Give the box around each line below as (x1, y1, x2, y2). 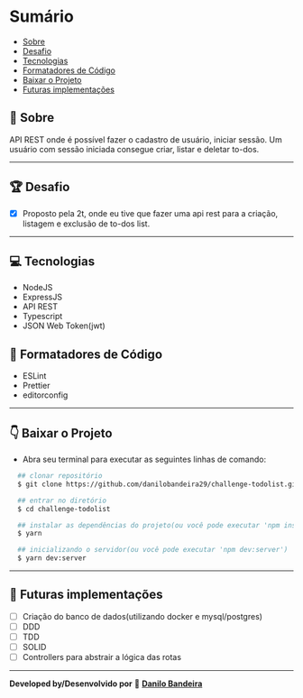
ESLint (22, 371, 47, 381)
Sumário (9, 6, 74, 27)
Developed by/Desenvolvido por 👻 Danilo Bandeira (9, 678, 203, 689)
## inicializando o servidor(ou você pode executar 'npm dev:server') (17, 546, 289, 555)
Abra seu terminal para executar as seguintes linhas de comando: (22, 454, 267, 465)
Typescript (22, 311, 63, 322)
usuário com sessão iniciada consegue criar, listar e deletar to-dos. (9, 143, 260, 154)
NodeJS (22, 282, 53, 293)
